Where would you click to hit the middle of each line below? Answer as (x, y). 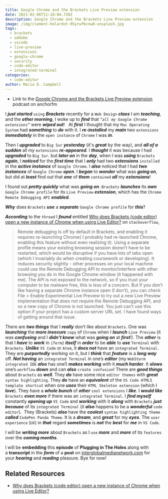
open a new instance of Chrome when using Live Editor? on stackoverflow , (82, 222)
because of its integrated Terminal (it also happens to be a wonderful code (84, 406)
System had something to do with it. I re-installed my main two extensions (82, 130)
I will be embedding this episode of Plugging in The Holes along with (77, 447)
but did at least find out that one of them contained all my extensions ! (78, 177)
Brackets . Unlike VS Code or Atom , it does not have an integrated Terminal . (82, 348)
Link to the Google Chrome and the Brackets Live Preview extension (82, 99)
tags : (11, 29)
